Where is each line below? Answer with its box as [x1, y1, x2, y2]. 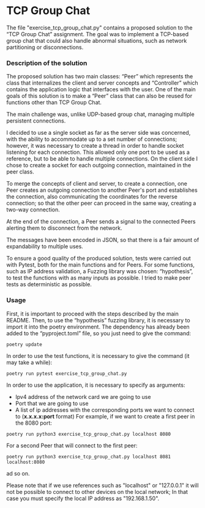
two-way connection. [6, 206, 60, 213]
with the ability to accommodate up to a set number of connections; [6, 135, 177, 143]
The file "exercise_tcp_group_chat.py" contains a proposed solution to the [6, 24, 193, 31]
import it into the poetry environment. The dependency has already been [6, 323, 190, 330]
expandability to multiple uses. [6, 243, 84, 250]
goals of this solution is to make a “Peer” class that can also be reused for [6, 93, 193, 100]
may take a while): [6, 358, 53, 366]
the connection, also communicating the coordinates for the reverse [6, 193, 177, 200]
